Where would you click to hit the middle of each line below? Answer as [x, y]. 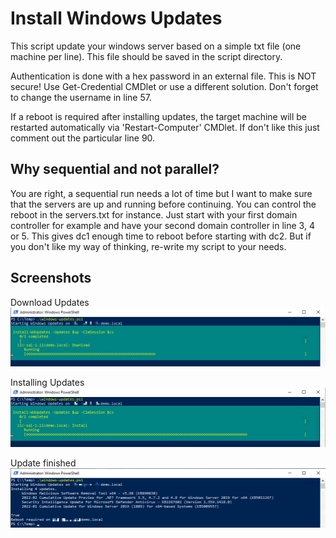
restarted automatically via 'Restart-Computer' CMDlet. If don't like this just [165, 127]
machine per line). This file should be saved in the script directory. [146, 56]
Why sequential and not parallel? [115, 169]
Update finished [43, 463]
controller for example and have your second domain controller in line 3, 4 [162, 225]
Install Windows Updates [116, 18]
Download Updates [50, 302]
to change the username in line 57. [81, 97]
